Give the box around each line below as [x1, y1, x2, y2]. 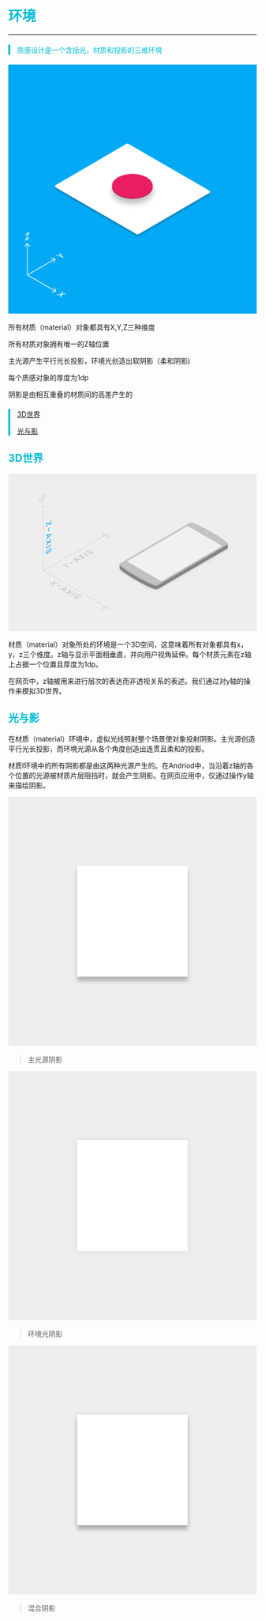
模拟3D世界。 [21, 685, 66, 696]
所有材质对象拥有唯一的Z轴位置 [8, 339, 110, 349]
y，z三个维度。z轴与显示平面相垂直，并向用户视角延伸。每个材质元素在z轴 [8, 649, 252, 659]
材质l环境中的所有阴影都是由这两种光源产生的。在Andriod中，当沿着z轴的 [8, 761, 247, 770]
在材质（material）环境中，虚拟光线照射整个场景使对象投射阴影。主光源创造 [8, 734, 256, 743]
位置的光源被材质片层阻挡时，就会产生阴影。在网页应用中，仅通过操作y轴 [14, 770, 254, 780]
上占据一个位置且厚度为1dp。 [8, 659, 103, 669]
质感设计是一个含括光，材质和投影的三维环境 [17, 45, 162, 55]
